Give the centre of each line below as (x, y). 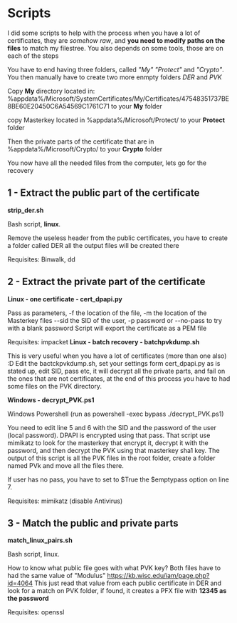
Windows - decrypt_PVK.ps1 (51, 400)
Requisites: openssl (36, 612)
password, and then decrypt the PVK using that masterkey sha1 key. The (114, 450)
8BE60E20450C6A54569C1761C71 (59, 106)
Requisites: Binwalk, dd (42, 259)
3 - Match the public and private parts (93, 523)
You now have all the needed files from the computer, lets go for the (107, 163)
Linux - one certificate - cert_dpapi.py (65, 299)
